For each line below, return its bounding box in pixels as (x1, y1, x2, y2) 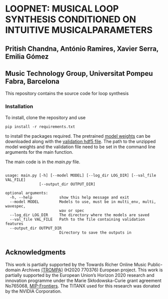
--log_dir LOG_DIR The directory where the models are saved (10, 212, 150, 218)
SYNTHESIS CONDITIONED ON (5, 14, 136, 25)
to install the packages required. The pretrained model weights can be (5, 133, 151, 139)
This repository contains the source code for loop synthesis (5, 90, 129, 96)
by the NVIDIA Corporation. (5, 288, 62, 294)
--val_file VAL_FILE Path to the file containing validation (10, 217, 145, 222)
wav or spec (59, 208, 85, 213)
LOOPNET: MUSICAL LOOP (5, 3, 119, 15)
